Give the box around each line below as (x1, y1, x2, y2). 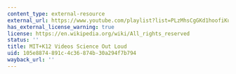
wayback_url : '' (7, 56, 55, 63)
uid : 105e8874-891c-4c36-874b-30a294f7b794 (7, 50, 137, 57)
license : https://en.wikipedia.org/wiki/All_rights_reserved (7, 30, 190, 37)
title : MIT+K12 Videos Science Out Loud (7, 43, 128, 50)
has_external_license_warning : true (7, 23, 114, 30)
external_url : (7, 17, 49, 24)
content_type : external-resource (7, 10, 105, 18)
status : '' (7, 37, 39, 44)
